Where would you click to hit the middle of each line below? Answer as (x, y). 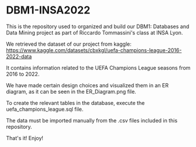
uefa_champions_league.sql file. (45, 109)
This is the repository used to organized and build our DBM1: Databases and (98, 26)
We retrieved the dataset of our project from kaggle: (69, 44)
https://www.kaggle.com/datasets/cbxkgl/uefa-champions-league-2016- (94, 50)
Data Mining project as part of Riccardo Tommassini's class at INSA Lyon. (94, 32)
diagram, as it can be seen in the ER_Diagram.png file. (71, 91)
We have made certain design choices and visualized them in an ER (87, 85)
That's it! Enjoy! (25, 138)
